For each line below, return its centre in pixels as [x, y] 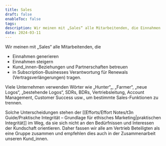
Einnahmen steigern [33, 62]
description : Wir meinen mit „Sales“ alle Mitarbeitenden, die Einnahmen [83, 28]
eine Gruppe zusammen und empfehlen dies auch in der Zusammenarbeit [81, 133]
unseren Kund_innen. [27, 139]
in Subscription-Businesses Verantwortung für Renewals [70, 72]
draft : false [19, 14]
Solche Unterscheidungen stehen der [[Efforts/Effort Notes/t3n [69, 112]
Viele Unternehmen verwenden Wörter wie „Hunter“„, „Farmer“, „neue [76, 87]
